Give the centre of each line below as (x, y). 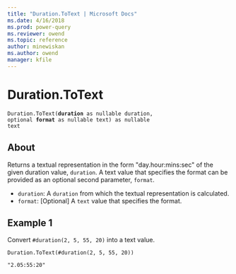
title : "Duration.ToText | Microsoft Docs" (72, 14)
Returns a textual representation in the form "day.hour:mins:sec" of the (111, 165)
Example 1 (30, 223)
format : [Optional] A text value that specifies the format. (100, 201)
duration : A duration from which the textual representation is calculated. (123, 193)
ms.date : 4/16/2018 (36, 20)
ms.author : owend (33, 54)
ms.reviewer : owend (36, 34)
